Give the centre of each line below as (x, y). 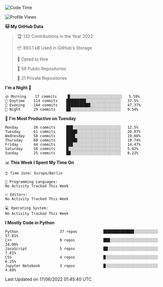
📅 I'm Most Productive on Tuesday (41, 118)
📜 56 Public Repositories (42, 69)
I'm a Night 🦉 (18, 88)
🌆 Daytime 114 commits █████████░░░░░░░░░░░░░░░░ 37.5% (72, 101)
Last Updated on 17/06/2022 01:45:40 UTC (48, 279)
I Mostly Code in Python (30, 223)
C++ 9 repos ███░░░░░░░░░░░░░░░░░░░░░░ (82, 240)
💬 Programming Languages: (31, 182)
